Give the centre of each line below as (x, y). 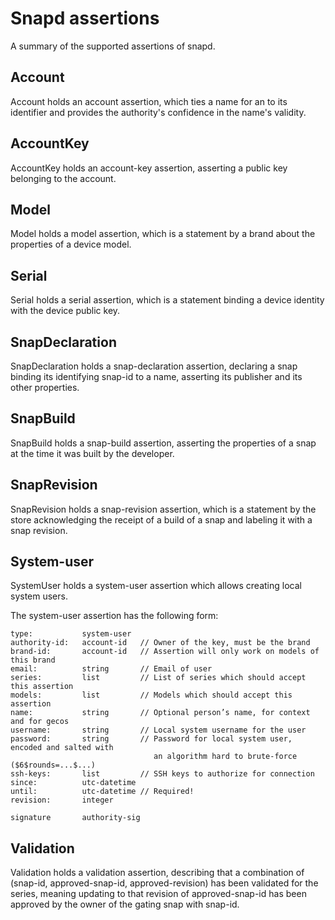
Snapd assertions (85, 18)
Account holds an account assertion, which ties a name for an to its (149, 101)
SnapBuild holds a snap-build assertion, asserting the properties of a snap (163, 443)
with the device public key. (65, 311)
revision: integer (62, 800)
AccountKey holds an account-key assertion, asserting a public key (149, 168)
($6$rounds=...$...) (53, 765)
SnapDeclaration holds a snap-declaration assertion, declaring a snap (154, 366)
